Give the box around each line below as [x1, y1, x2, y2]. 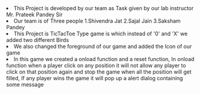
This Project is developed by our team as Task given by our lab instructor [14, 5, 194, 11]
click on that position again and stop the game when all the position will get [6, 68, 192, 75]
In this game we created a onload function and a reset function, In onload [14, 56, 195, 62]
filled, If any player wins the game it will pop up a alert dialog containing [6, 75, 183, 81]
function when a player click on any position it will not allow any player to [6, 62, 186, 69]
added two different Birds [6, 37, 69, 43]
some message [6, 81, 44, 88]
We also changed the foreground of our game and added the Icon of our [14, 43, 192, 50]
